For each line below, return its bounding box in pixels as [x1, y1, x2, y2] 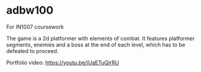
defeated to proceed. [6, 47, 59, 54]
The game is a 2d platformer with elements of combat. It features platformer [6, 35, 195, 42]
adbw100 [6, 4, 54, 17]
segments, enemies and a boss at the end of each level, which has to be [6, 41, 185, 48]
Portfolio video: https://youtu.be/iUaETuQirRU [6, 59, 119, 66]
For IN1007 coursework [6, 23, 64, 30]
